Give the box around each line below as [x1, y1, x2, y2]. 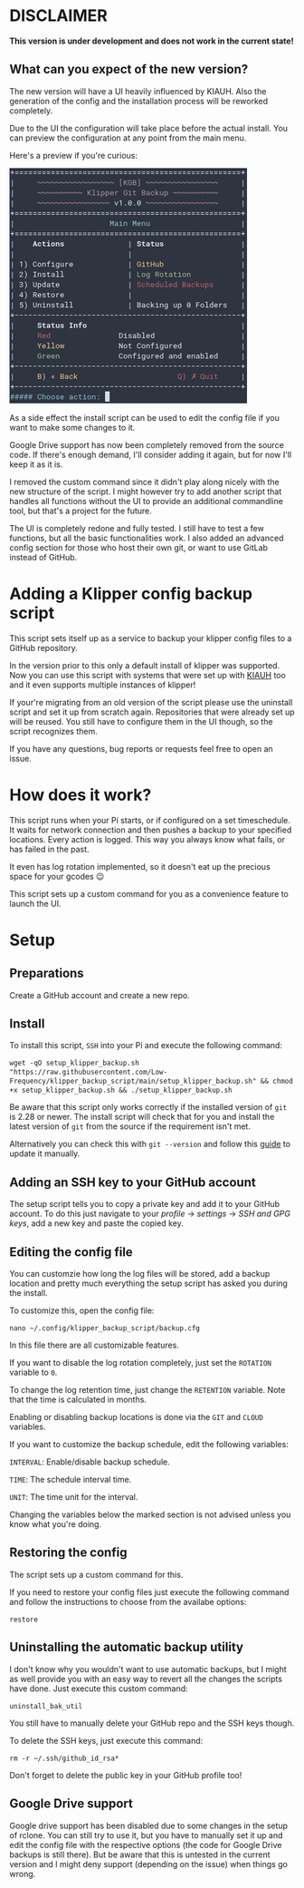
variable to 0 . [9, 1367, 58, 1378]
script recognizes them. [9, 725, 98, 736]
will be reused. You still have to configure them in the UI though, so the [9, 715, 273, 726]
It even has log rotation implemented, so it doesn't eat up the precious [9, 861, 271, 871]
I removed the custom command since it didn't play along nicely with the [9, 476, 280, 487]
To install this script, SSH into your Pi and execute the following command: [9, 1040, 283, 1051]
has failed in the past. [9, 843, 90, 854]
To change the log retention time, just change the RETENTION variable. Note [9, 1385, 286, 1396]
